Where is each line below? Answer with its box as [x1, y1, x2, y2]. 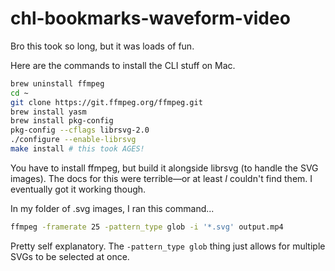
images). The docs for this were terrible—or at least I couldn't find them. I [10, 172, 313, 184]
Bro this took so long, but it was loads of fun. [10, 40, 195, 52]
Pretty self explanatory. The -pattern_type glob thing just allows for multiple [10, 240, 326, 252]
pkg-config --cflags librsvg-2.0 [10, 125, 150, 136]
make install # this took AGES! [10, 144, 145, 154]
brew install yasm [10, 107, 87, 117]
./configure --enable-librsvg [10, 135, 137, 145]
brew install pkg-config [10, 116, 114, 126]
